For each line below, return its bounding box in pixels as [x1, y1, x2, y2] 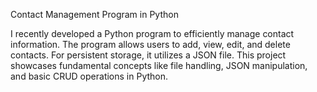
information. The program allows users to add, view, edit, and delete [10, 39, 291, 50]
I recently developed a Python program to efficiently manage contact [10, 28, 295, 39]
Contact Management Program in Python [10, 9, 179, 20]
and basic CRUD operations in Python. [10, 70, 169, 82]
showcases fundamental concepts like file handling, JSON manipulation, [10, 60, 308, 71]
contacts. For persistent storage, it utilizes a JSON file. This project [10, 49, 287, 61]
